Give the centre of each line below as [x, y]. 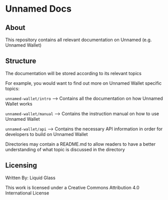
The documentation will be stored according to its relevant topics [73, 73]
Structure [21, 61]
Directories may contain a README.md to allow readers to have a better [81, 144]
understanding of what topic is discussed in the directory [65, 149]
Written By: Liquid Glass [31, 178]
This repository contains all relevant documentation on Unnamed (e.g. [78, 40]
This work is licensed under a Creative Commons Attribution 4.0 [73, 187]
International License [27, 193]
